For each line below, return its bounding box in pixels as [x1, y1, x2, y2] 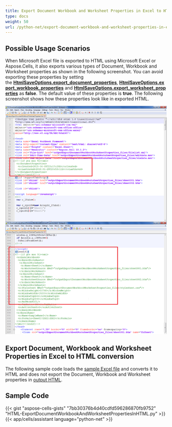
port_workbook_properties [5, 85, 64, 91]
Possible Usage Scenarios [5, 44, 91, 53]
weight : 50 [5, 19, 29, 24]
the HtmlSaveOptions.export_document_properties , [5, 79, 119, 86]
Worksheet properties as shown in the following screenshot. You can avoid [5, 69, 163, 75]
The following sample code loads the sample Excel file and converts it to [5, 366, 158, 372]
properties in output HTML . [5, 376, 62, 382]
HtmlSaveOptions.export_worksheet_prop [74, 85, 166, 91]
